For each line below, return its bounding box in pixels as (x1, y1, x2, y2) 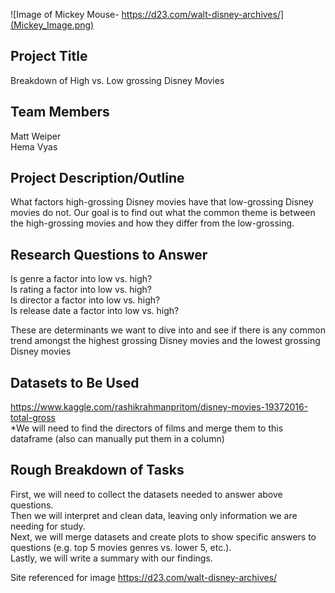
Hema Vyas (10, 140, 58, 153)
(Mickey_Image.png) (10, 19, 95, 31)
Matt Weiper (10, 130, 62, 142)
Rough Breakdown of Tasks (10, 462, 185, 479)
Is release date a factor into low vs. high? (10, 305, 180, 317)
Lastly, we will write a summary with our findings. (10, 552, 213, 564)
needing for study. (10, 520, 86, 532)
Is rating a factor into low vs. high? (10, 284, 152, 296)
